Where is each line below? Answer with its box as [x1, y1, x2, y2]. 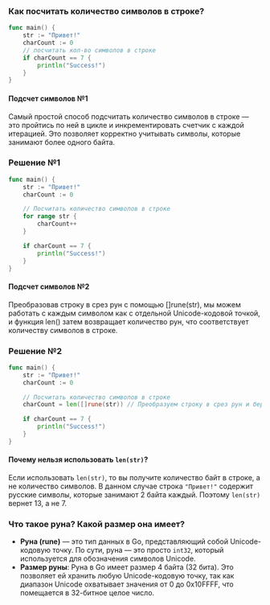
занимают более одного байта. [8, 137, 115, 146]
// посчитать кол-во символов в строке [22, 46, 157, 54]
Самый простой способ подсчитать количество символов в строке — [8, 111, 249, 121]
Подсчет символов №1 [8, 93, 88, 103]
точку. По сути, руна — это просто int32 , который [51, 545, 224, 555]
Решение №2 [8, 345, 63, 356]
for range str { [22, 212, 78, 220]
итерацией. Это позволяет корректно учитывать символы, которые [8, 129, 241, 138]
